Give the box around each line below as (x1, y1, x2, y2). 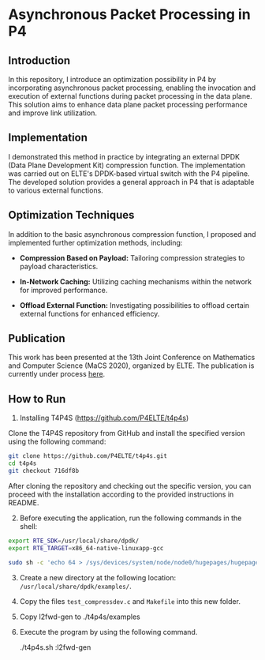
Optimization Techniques (8, 208, 135, 222)
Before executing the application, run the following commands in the (19, 513, 242, 523)
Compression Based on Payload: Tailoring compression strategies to (19, 253, 245, 262)
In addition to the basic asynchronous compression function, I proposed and (8, 229, 256, 238)
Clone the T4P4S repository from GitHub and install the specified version (8, 429, 245, 438)
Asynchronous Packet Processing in (8, 6, 251, 24)
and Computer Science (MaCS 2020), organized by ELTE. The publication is (8, 361, 255, 370)
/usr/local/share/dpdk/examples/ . (19, 581, 132, 591)
